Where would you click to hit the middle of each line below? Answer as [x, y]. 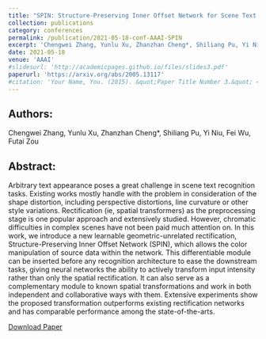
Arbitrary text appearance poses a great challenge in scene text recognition [132, 185]
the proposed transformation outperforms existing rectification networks [127, 303]
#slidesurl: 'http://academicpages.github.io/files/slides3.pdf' [118, 67]
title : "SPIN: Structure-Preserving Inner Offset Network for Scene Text [133, 15]
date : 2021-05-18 [37, 52]
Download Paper [36, 327]
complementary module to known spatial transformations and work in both [130, 287]
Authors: [30, 114]
